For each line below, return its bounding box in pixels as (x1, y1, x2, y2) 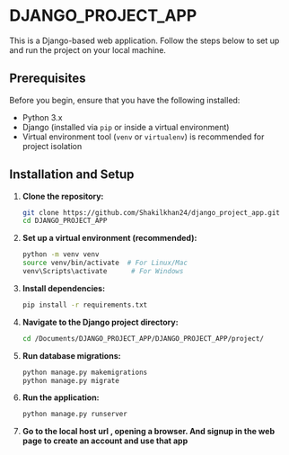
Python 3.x (22, 112, 63, 122)
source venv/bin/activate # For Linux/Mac (22, 258, 188, 268)
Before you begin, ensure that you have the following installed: (9, 94, 241, 105)
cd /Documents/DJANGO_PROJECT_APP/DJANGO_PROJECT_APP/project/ (22, 334, 265, 343)
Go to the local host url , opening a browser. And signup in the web (22, 426, 276, 437)
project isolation (22, 140, 83, 151)
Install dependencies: (22, 282, 106, 293)
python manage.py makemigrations (22, 368, 148, 377)
